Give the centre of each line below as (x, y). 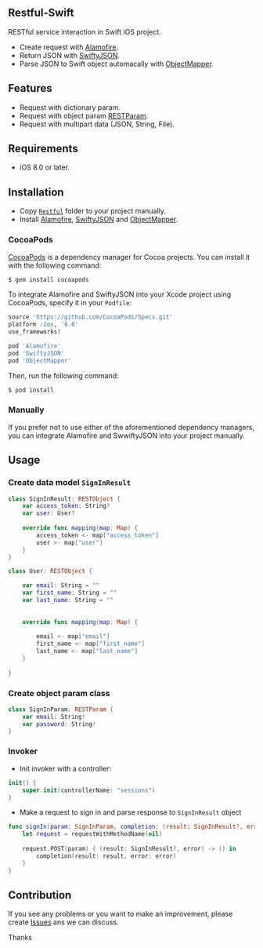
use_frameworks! (34, 332)
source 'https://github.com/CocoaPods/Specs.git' (91, 317)
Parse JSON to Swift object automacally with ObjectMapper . (116, 64)
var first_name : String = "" (70, 593)
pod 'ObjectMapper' (40, 360)
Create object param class (59, 693)
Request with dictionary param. (70, 107)
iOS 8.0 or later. (45, 167)
